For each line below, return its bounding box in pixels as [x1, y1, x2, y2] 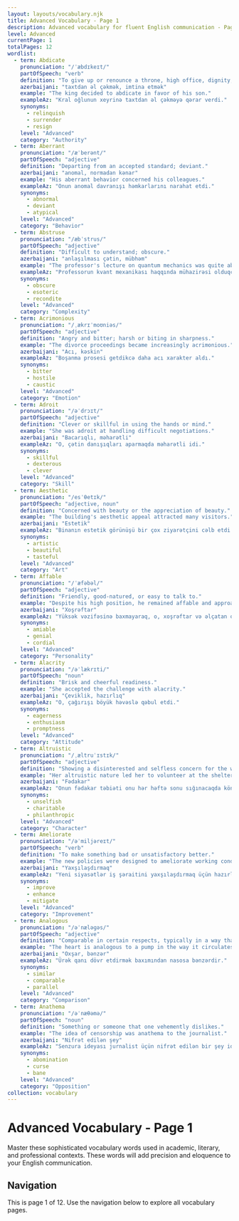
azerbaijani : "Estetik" [20, 520, 91, 528]
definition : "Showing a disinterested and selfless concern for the [20, 765, 228, 772]
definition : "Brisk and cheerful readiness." [20, 679, 158, 686]
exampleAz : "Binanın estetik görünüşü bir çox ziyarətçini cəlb [20, 527, 215, 534]
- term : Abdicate [14, 57, 65, 64]
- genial [26, 633, 53, 640]
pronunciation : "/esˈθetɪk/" [20, 493, 107, 501]
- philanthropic [26, 811, 75, 819]
